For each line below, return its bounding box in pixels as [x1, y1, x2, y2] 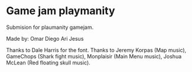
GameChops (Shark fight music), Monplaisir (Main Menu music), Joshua [6, 53, 182, 60]
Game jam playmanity [6, 4, 115, 18]
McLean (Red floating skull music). [6, 59, 90, 66]
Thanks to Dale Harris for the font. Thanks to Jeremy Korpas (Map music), [6, 46, 187, 54]
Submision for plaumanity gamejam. [6, 24, 94, 31]
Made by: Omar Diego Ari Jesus [6, 35, 84, 42]
